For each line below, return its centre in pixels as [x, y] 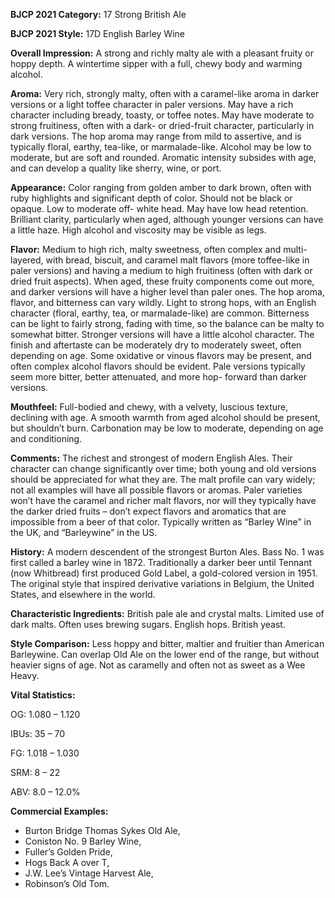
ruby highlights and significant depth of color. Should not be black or [151, 198]
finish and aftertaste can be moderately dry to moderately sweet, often [156, 345]
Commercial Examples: [59, 811]
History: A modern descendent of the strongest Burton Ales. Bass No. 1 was [167, 552]
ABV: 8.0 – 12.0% [45, 792]
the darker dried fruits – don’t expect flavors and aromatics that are [148, 511]
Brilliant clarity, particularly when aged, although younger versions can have [167, 219]
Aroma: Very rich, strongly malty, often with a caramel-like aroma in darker [165, 93]
